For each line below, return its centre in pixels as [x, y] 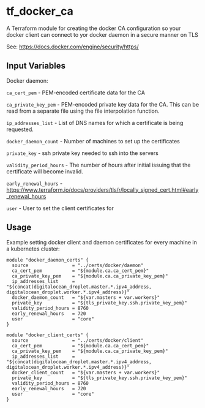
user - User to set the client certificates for [60, 208]
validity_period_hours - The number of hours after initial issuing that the [99, 165]
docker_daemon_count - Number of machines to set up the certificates [93, 141]
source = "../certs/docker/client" [78, 340]
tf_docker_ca [40, 11]
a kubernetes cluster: [33, 249]
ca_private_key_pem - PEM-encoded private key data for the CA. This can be [103, 104]
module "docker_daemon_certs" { [47, 260]
